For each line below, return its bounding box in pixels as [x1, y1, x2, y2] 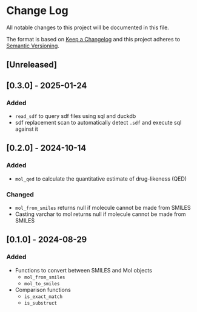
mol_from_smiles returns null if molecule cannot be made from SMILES [15, 204, 191, 211]
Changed [6, 190, 35, 198]
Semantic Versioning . [6, 42, 59, 49]
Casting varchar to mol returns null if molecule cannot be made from [15, 210, 186, 218]
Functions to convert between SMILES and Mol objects [15, 266, 153, 274]
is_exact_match [24, 293, 62, 300]
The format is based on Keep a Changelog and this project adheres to [6, 35, 181, 43]
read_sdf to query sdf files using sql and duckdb [15, 113, 136, 120]
